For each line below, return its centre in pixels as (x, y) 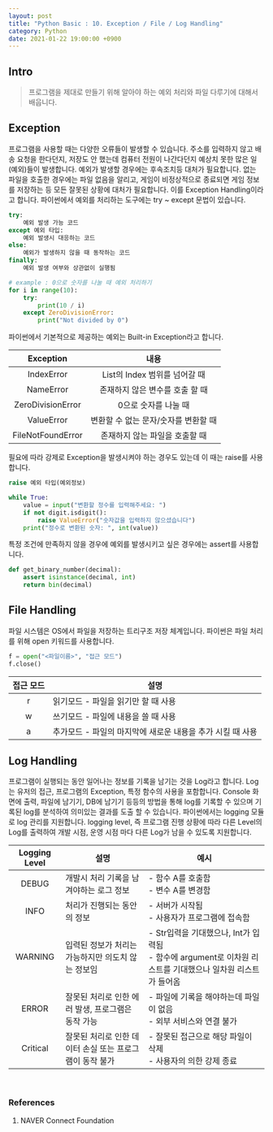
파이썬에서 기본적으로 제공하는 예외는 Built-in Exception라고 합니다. (116, 337)
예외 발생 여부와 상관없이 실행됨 (69, 268)
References (32, 1103)
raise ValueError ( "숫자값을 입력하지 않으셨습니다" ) (117, 520)
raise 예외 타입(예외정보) (47, 483)
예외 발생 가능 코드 (51, 223)
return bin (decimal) (58, 585)
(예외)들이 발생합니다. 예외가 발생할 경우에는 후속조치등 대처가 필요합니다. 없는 (132, 169)
